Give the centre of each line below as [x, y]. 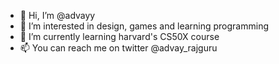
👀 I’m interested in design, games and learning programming [144, 26]
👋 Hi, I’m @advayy [57, 15]
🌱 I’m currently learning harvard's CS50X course [119, 36]
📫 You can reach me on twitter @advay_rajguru [118, 48]
